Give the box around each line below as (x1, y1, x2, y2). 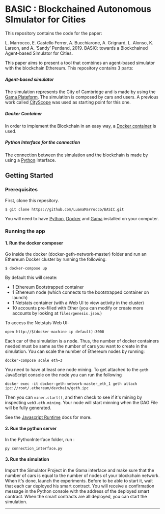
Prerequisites (5, 186, 38, 193)
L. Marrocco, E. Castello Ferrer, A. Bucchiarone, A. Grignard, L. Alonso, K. (5, 39, 154, 45)
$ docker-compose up (5, 266, 48, 271)
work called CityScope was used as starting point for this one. (5, 99, 131, 105)
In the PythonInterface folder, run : (5, 436, 75, 442)
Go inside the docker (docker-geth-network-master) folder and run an (5, 251, 147, 257)
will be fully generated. (5, 405, 52, 411)
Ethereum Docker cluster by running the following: (5, 256, 107, 262)
